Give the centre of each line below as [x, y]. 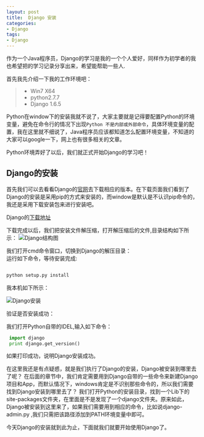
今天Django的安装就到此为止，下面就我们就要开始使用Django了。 [88, 427]
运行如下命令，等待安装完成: [42, 258]
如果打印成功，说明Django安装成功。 [53, 356]
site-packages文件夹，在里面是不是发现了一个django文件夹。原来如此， [97, 399]
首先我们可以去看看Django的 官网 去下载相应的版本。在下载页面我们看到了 [98, 189]
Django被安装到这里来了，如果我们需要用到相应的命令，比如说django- [94, 407]
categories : [21, 23]
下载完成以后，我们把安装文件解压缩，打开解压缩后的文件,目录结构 [90, 230]
